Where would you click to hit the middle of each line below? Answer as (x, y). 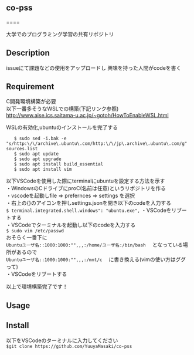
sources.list (22, 149)
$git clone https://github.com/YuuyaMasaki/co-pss (69, 346)
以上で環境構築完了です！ (37, 287)
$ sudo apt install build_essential (59, 164)
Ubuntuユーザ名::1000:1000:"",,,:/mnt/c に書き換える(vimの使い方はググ (96, 259)
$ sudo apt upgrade (38, 159)
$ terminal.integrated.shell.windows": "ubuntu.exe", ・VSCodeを (89, 210)
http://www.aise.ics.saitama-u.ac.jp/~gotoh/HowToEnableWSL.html (87, 116)
